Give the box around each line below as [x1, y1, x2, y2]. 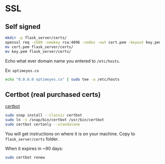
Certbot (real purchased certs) [5, 90, 101, 98]
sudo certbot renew [5, 155, 45, 160]
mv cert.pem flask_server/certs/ [5, 45, 74, 49]
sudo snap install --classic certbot [5, 113, 82, 118]
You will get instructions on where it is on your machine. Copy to [5, 131, 136, 137]
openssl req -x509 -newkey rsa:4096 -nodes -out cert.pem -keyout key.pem [5, 40, 162, 45]
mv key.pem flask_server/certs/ [5, 49, 71, 54]
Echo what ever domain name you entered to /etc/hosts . [5, 58, 120, 64]
